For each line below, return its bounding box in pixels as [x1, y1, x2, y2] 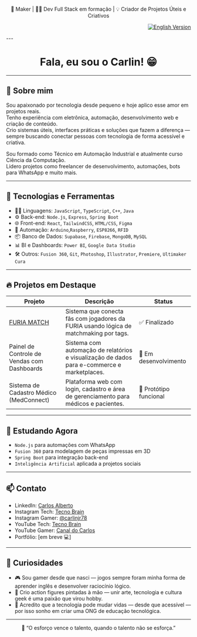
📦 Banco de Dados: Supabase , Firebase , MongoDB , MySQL [14, 232, 148, 240]
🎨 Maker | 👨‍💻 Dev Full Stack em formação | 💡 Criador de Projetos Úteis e [11, 6, 186, 12]
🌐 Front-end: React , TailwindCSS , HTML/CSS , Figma [14, 219, 133, 226]
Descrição [84, 297, 114, 306]
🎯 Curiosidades [6, 558, 63, 568]
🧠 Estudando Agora [6, 426, 78, 436]
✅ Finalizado [138, 318, 174, 327]
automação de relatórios [65, 346, 133, 354]
